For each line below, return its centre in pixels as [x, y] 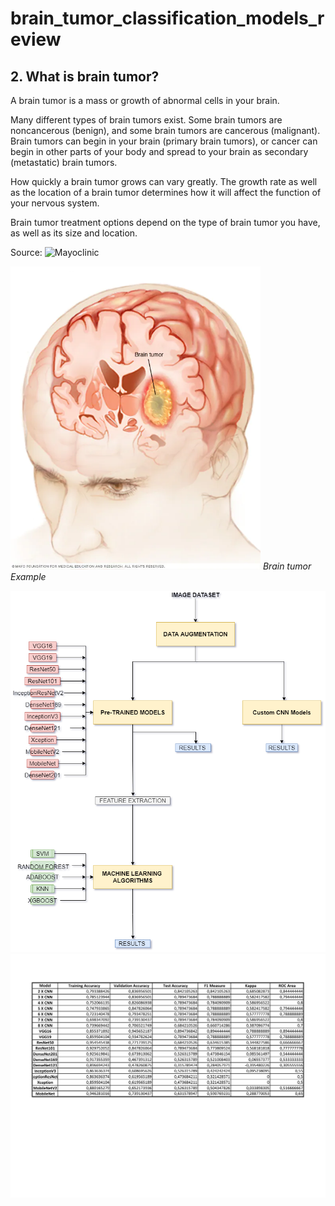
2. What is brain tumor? [85, 76]
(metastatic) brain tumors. [64, 162]
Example [28, 576]
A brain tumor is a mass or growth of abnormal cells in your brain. [145, 100]
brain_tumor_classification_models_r [167, 18]
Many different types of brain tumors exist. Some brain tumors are [146, 120]
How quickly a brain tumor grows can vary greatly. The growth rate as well [164, 181]
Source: [26, 252]
